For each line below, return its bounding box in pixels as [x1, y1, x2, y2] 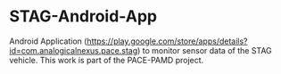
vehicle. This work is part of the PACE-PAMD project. [9, 54, 204, 65]
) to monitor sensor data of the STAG [136, 45, 272, 55]
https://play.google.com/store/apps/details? [87, 36, 248, 46]
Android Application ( [9, 36, 87, 46]
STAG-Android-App [9, 6, 158, 27]
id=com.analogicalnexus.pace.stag [9, 45, 138, 55]
